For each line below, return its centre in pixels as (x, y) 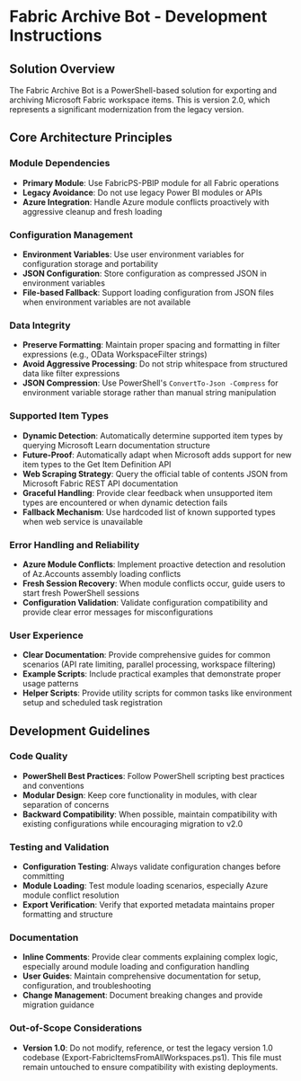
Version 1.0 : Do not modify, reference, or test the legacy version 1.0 (148, 1048)
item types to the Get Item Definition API (97, 464)
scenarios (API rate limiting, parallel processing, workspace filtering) (149, 665)
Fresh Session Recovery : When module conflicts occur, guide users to (154, 583)
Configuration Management (71, 235)
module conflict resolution (71, 895)
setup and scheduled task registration (93, 703)
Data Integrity (40, 325)
